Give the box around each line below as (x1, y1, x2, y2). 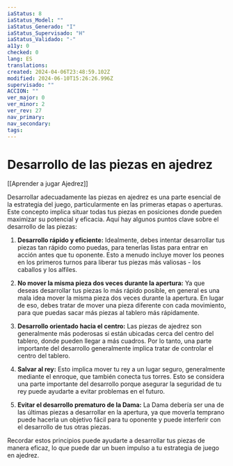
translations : (7, 62, 49, 69)
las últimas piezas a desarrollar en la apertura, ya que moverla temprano (17, 408, 225, 417)
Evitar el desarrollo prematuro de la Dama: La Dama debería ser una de (17, 401, 225, 409)
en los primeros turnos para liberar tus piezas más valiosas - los (17, 258, 202, 266)
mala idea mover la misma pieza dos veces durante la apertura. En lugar (17, 294, 224, 303)
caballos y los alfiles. (17, 266, 78, 274)
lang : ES (7, 56, 33, 63)
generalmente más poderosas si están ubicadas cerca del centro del (17, 330, 214, 338)
